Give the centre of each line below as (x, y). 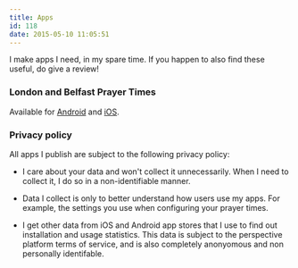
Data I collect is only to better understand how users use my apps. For (151, 198)
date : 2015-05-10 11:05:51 (59, 34)
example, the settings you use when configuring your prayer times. (145, 207)
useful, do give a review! (54, 69)
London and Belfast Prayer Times (83, 92)
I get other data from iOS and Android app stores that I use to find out (150, 225)
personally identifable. (63, 253)
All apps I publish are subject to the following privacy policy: (120, 154)
